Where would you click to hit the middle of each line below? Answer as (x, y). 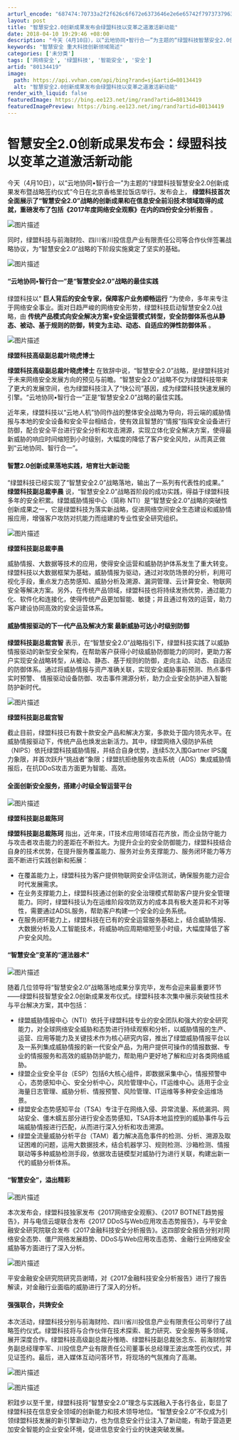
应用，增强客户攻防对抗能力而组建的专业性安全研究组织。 (97, 518)
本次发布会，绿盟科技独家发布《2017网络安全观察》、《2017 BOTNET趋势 (113, 1212)
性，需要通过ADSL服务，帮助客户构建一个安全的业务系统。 (104, 911)
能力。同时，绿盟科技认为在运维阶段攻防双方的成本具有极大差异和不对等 (123, 901)
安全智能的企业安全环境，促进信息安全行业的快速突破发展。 (101, 1429)
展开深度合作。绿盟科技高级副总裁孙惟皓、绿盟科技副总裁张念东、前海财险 (116, 1340)
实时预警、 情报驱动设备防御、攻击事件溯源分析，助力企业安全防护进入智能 (117, 678)
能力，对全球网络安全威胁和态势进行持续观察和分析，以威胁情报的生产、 (123, 1029)
